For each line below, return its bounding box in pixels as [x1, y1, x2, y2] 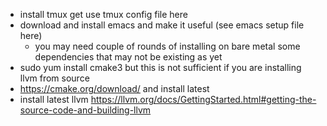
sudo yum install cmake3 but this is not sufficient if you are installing [19, 62, 302, 73]
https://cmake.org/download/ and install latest [19, 83, 210, 94]
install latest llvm [19, 94, 89, 105]
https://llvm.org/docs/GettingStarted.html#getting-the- [90, 94, 317, 105]
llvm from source [19, 72, 90, 84]
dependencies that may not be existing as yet [34, 51, 223, 63]
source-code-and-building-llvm [19, 104, 152, 116]
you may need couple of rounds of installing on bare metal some [34, 40, 301, 52]
